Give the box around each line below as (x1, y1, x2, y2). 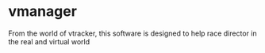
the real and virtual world (8, 36, 90, 46)
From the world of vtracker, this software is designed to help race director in (8, 28, 257, 38)
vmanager (8, 2, 78, 21)
